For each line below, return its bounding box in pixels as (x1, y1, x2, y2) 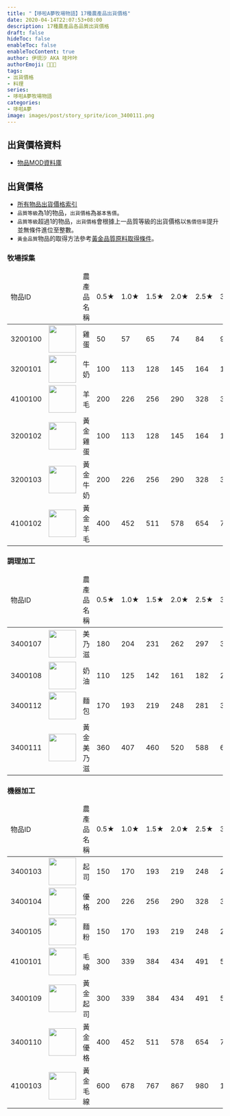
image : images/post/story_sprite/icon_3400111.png (7, 112, 155, 119)
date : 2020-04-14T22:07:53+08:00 (7, 16, 103, 23)
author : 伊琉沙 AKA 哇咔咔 (7, 55, 78, 62)
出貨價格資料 (7, 139, 62, 151)
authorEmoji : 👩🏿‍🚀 (7, 61, 57, 68)
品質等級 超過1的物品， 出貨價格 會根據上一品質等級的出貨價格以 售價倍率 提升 (16, 217, 219, 226)
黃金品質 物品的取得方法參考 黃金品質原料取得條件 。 (16, 235, 158, 243)
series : (7, 86, 29, 93)
